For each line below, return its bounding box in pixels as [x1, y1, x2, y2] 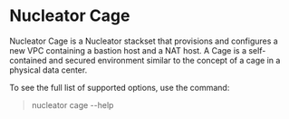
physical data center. [9, 64, 88, 75]
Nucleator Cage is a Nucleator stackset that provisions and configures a [9, 35, 278, 46]
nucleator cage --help [31, 99, 114, 110]
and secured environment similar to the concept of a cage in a [48, 55, 281, 65]
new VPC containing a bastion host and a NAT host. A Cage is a [9, 45, 247, 55]
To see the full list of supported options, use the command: [9, 82, 230, 93]
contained [9, 55, 47, 65]
